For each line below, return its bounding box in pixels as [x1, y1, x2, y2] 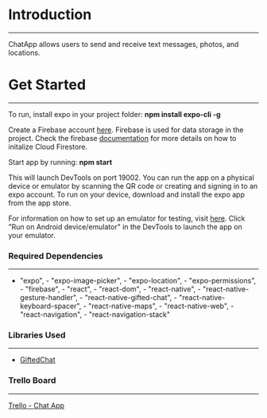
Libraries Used [8, 330, 66, 341]
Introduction [8, 6, 92, 24]
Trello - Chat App [8, 400, 65, 410]
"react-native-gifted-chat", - [84, 293, 177, 303]
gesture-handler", [19, 293, 78, 303]
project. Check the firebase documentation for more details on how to [8, 133, 237, 143]
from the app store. [8, 197, 72, 208]
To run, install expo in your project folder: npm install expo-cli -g [8, 109, 221, 119]
